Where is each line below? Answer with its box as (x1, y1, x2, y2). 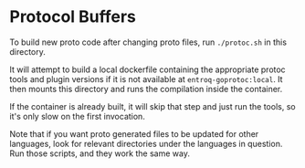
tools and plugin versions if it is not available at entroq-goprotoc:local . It (9, 73, 283, 84)
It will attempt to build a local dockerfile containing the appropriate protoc (9, 64, 286, 75)
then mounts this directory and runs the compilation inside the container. (9, 83, 283, 94)
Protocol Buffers (9, 6, 137, 27)
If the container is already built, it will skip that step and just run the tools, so (9, 100, 296, 111)
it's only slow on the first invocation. (9, 110, 146, 121)
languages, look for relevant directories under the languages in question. (9, 138, 283, 149)
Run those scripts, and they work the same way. (9, 148, 190, 159)
